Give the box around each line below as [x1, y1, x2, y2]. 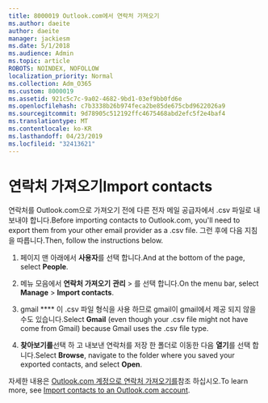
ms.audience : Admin [8, 49, 74, 57]
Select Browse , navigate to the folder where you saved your [35, 350, 236, 360]
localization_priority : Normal [8, 72, 114, 80]
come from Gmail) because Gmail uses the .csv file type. [19, 324, 209, 333]
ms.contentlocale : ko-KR [8, 125, 92, 133]
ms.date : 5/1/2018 [8, 42, 70, 50]
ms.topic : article [8, 57, 70, 66]
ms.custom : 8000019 [8, 87, 74, 95]
